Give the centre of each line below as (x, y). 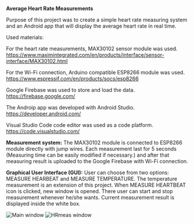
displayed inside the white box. (43, 204)
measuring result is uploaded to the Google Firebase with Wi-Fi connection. (97, 161)
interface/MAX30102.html (37, 61)
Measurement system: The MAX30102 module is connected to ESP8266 (94, 142)
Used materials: (25, 37)
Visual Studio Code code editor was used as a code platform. (80, 125)
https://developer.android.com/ (44, 114)
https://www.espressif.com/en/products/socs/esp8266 (72, 79)
